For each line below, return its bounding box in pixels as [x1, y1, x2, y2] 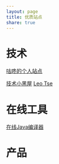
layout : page [6, 8, 38, 15]
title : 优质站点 [6, 14, 42, 20]
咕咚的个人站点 [6, 67, 42, 74]
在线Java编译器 [6, 123, 44, 130]
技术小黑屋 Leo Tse [6, 80, 53, 87]
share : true [6, 19, 35, 25]
